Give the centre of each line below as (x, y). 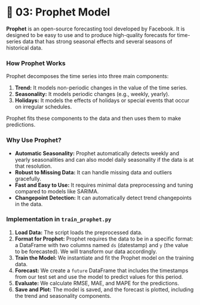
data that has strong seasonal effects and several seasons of (97, 41)
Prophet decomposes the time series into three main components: (87, 76)
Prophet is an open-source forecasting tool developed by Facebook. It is (96, 29)
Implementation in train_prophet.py (59, 219)
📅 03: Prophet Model (58, 12)
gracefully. (28, 178)
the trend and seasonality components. (63, 295)
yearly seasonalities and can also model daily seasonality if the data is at (104, 159)
